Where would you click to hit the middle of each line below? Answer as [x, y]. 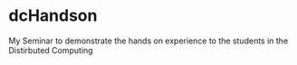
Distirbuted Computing [51, 50]
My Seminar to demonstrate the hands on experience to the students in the [148, 41]
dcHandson [53, 16]
